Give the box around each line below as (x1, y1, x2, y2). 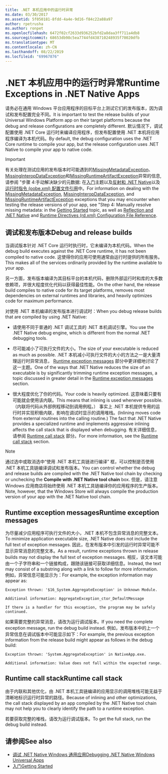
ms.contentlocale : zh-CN (5, 45, 57, 50)
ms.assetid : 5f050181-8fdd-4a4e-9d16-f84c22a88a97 (5, 17, 113, 22)
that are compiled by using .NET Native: (5, 314, 87, 320)
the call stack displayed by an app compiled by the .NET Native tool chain (5, 700, 156, 706)
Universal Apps (12, 757, 44, 763)
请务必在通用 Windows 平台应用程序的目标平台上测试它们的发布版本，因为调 (5, 105, 162, 111)
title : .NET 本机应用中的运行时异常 (5, 7, 73, 13)
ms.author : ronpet (5, 26, 43, 31)
